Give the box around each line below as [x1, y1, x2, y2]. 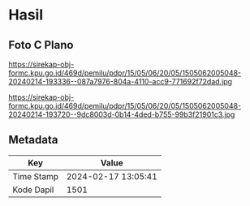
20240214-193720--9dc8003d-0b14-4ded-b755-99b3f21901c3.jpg [8, 109, 235, 119]
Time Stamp [12, 170, 59, 182]
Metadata [8, 133, 58, 147]
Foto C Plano [8, 38, 74, 52]
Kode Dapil [12, 184, 54, 195]
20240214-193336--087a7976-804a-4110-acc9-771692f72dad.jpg [8, 77, 233, 86]
